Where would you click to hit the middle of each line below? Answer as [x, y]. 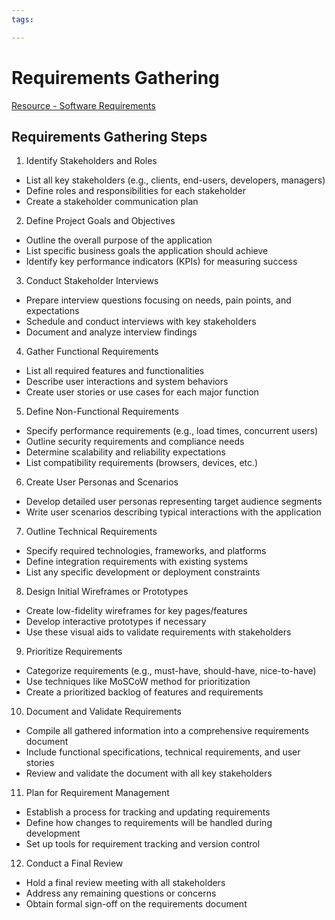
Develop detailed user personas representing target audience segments [174, 502]
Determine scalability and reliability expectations [125, 452]
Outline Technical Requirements [91, 532]
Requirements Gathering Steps [109, 136]
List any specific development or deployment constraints [143, 572]
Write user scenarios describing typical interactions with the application [173, 512]
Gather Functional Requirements [92, 352]
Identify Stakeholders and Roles [91, 161]
